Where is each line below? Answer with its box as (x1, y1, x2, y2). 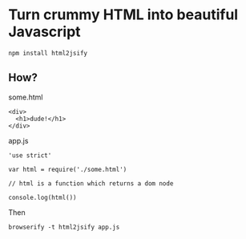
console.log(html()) (8, 193, 78, 201)
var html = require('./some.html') (8, 165, 127, 173)
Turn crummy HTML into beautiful (8, 6, 239, 24)
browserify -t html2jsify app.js (8, 223, 120, 231)
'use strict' (8, 151, 52, 160)
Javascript (8, 22, 82, 41)
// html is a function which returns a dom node (8, 179, 174, 188)
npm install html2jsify (8, 49, 88, 57)
